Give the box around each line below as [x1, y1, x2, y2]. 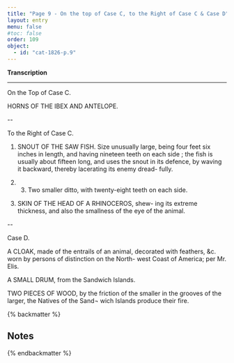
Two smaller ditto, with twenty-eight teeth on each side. [27, 186, 188, 194]
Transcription [7, 68, 47, 77]
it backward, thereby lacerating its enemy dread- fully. [17, 165, 173, 173]
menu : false [7, 23, 42, 30]
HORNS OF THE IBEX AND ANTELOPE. [7, 102, 118, 110]
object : [7, 43, 30, 50]
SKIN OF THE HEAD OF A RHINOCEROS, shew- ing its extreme [17, 199, 198, 207]
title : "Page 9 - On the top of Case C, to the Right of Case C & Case [7, 10, 219, 17]
